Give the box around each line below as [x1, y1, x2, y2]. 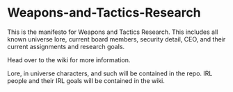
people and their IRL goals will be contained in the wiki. [7, 76, 166, 84]
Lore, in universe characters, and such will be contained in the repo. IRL [7, 69, 213, 77]
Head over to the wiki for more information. [7, 55, 131, 64]
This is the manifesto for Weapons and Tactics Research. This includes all [7, 28, 218, 36]
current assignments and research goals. [7, 42, 125, 50]
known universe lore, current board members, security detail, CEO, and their [7, 35, 226, 43]
